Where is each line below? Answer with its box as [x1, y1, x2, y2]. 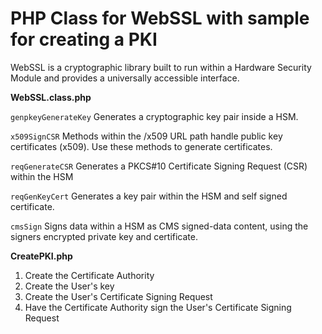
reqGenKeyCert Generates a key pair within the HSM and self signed [10, 190, 288, 202]
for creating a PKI [10, 28, 158, 51]
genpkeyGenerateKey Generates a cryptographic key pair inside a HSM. [10, 110, 299, 122]
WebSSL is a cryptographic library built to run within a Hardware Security [10, 61, 312, 73]
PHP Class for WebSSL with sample [10, 7, 310, 30]
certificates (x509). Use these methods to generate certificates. [10, 140, 273, 152]
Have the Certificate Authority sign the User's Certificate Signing [24, 301, 292, 313]
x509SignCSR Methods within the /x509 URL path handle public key [10, 130, 283, 142]
